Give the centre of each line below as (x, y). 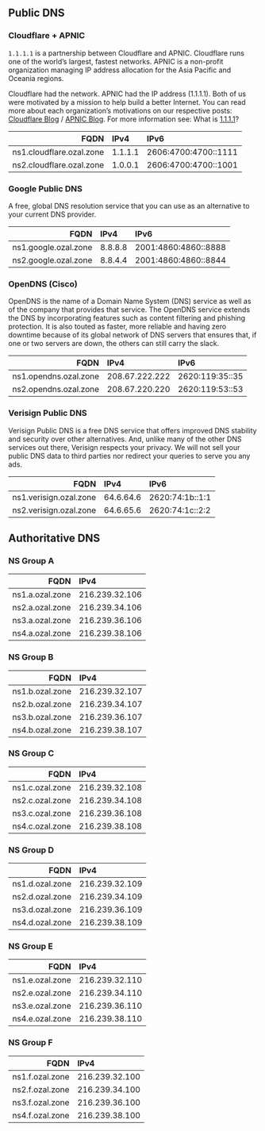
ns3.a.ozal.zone (42, 621)
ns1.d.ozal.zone (42, 884)
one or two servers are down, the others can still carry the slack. (114, 344)
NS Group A (31, 560)
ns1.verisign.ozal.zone (54, 497)
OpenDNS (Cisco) (43, 283)
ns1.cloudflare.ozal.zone (58, 152)
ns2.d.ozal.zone (42, 897)
